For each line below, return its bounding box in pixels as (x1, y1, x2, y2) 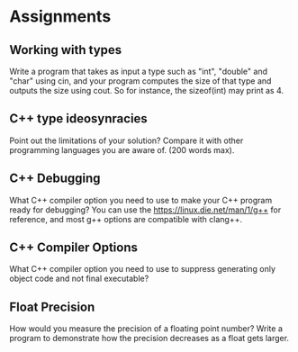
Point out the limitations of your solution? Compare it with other (9, 135, 244, 146)
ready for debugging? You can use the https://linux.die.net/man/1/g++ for (9, 204, 282, 215)
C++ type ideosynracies (9, 111, 149, 127)
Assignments (9, 6, 112, 27)
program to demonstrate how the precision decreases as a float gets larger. (9, 333, 290, 344)
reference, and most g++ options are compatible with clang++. (9, 213, 243, 224)
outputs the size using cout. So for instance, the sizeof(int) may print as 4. (9, 86, 284, 95)
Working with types (9, 42, 122, 58)
